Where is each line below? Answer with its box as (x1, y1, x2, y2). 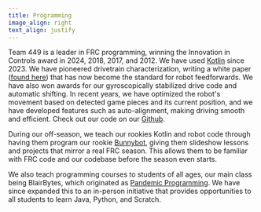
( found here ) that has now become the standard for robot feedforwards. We (8, 72, 254, 82)
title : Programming (8, 11, 72, 20)
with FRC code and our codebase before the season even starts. (8, 155, 218, 164)
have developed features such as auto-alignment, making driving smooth (8, 106, 245, 115)
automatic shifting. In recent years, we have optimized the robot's (8, 90, 221, 99)
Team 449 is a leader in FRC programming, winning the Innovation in (8, 48, 230, 57)
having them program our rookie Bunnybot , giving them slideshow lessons (8, 138, 249, 148)
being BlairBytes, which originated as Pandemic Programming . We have (8, 178, 241, 188)
